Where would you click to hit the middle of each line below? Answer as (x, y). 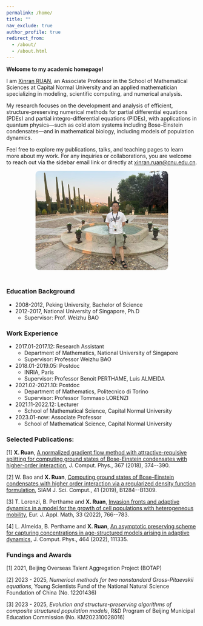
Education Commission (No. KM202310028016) (66, 618)
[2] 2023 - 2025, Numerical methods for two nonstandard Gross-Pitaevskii (100, 580)
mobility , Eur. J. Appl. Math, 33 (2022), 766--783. (68, 514)
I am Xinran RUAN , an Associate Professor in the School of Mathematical (97, 81)
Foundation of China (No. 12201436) (52, 593)
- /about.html (29, 52)
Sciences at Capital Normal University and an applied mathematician (92, 87)
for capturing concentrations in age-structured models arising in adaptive (98, 533)
